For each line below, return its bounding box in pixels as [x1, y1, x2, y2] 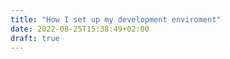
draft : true [10, 33, 60, 43]
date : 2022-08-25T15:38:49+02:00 [10, 24, 150, 34]
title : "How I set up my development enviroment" [10, 14, 222, 25]
